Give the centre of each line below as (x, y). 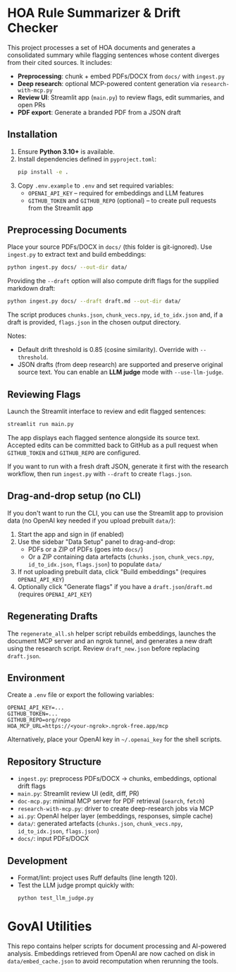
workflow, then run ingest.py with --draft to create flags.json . (100, 473)
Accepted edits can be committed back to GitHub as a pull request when (113, 445)
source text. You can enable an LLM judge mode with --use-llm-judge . (120, 372)
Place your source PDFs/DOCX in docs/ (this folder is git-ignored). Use (110, 247)
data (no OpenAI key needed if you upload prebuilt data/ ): (92, 521)
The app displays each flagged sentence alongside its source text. (104, 437)
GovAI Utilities (50, 926)
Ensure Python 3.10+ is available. (66, 151)
